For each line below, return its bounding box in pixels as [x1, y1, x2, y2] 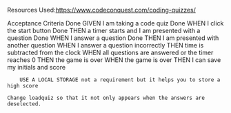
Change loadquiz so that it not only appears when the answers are [7, 94, 205, 101]
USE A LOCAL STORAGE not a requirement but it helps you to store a [19, 76, 221, 83]
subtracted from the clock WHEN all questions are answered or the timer [7, 48, 214, 56]
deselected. [7, 101, 41, 107]
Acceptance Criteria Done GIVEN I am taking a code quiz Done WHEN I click [7, 19, 224, 27]
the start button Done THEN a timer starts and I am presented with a [7, 27, 201, 34]
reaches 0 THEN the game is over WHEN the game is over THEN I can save [7, 56, 221, 64]
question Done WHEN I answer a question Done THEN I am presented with [7, 34, 219, 42]
